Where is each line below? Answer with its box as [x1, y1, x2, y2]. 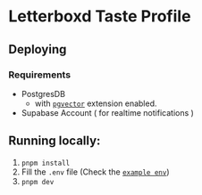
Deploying [8, 42, 67, 57]
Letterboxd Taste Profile [8, 6, 191, 27]
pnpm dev [21, 177, 55, 186]
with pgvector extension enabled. [34, 98, 157, 109]
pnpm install [21, 158, 71, 167]
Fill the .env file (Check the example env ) [21, 167, 170, 177]
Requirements [8, 69, 72, 81]
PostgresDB [21, 88, 66, 99]
